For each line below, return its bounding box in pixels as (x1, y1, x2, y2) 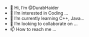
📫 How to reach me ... (9, 26, 56, 32)
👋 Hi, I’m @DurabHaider (9, 5, 59, 10)
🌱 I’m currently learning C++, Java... (9, 15, 84, 21)
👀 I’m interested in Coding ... (9, 10, 68, 16)
